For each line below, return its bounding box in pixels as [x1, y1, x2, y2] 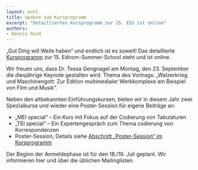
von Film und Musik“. [6, 84, 58, 91]
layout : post [6, 8, 39, 15]
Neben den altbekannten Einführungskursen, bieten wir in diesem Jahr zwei [6, 96, 193, 103]
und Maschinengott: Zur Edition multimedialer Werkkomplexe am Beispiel [6, 78, 186, 85]
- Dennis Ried [6, 31, 42, 37]
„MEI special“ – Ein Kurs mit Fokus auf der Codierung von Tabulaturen [14, 114, 187, 121]
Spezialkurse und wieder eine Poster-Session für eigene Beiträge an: [6, 102, 176, 109]
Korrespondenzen [14, 126, 60, 134]
